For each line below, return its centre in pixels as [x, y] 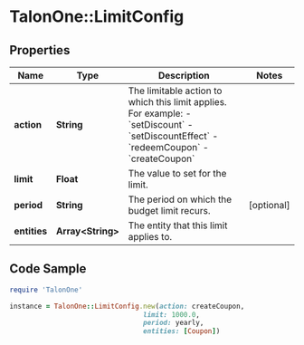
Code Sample [48, 269]
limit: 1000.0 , [172, 314]
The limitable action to [175, 91]
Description [184, 76]
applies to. [150, 237]
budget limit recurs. [169, 211]
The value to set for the [177, 173]
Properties [40, 50]
